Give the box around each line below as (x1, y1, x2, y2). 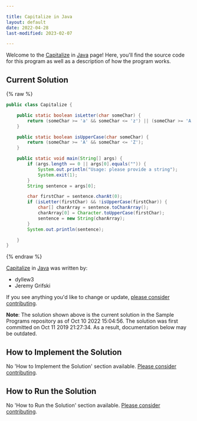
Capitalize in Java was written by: (6, 264, 88, 271)
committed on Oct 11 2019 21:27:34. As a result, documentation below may (6, 324, 187, 331)
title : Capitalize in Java (6, 14, 73, 19)
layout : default (6, 19, 46, 25)
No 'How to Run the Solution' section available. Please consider (6, 402, 160, 409)
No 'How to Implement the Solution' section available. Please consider (6, 363, 177, 370)
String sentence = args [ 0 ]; (27, 183, 96, 189)
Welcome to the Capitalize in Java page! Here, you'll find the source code (6, 51, 185, 59)
